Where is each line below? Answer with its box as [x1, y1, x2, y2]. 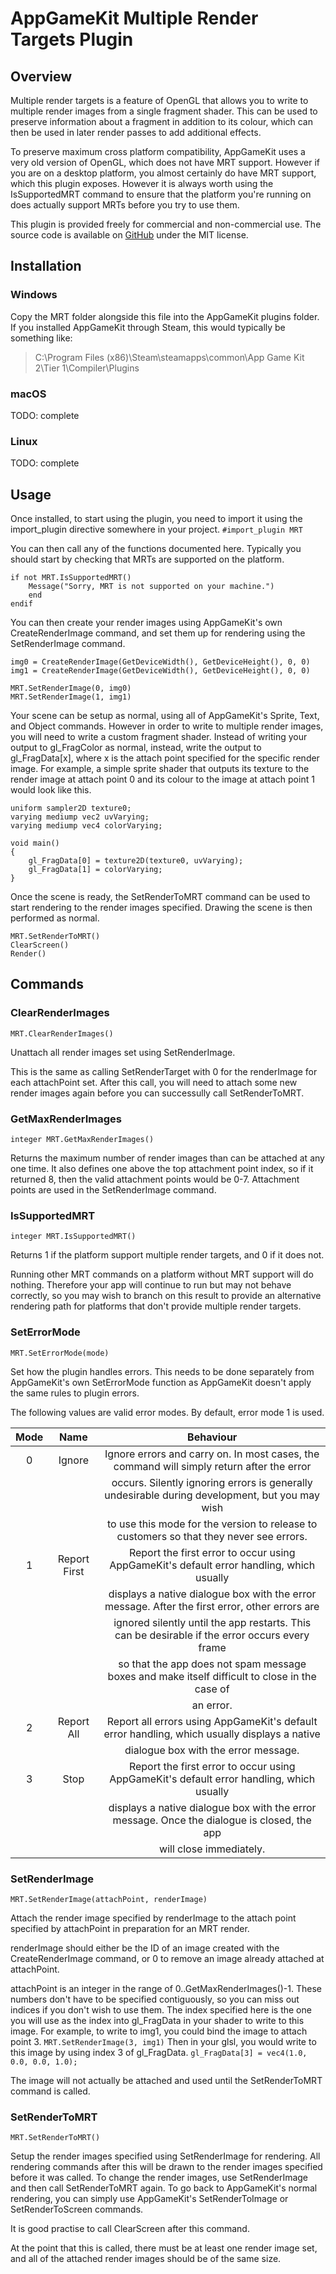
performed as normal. [10, 912, 100, 924]
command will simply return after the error [113, 1459, 312, 1473]
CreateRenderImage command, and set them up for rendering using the [10, 627, 306, 639]
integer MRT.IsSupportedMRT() [10, 1232, 137, 1242]
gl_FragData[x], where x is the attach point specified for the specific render [10, 752, 320, 764]
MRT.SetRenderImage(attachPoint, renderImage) [10, 1894, 208, 1904]
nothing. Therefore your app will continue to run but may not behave [10, 1279, 292, 1291]
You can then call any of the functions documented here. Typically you [10, 543, 302, 555]
